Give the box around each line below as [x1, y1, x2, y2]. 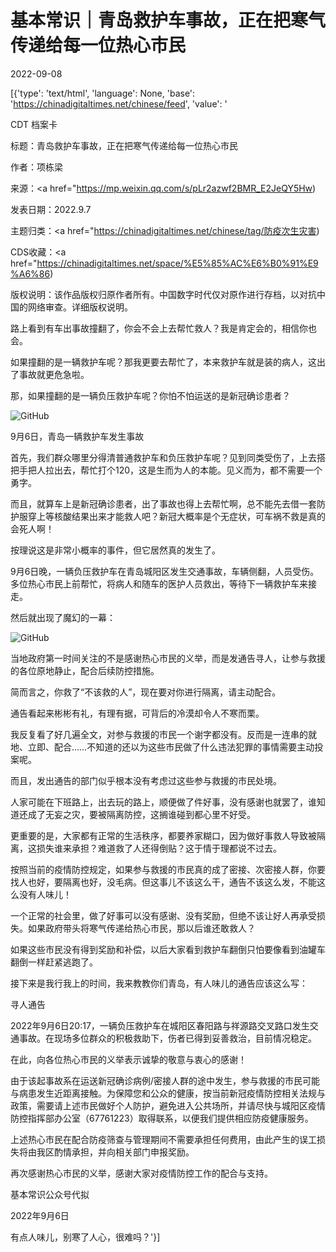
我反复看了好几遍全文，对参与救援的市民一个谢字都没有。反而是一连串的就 [10, 728, 317, 740]
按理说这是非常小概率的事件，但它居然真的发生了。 [10, 544, 221, 556]
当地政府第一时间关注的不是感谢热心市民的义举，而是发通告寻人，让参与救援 [10, 652, 326, 664]
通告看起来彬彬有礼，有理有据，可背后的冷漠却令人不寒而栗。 [10, 707, 265, 719]
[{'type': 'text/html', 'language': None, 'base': [10, 87, 196, 99]
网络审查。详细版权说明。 [27, 301, 133, 313]
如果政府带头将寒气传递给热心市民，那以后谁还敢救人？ [27, 922, 256, 934]
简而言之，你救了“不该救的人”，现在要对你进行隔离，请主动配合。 [10, 686, 282, 698]
